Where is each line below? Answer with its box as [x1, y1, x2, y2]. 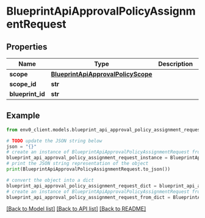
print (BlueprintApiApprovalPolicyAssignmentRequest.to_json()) [6, 166, 171, 172]
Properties [6, 42, 48, 52]
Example [6, 111, 40, 121]
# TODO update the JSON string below [6, 137, 103, 144]
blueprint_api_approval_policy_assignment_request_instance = [6, 154, 168, 161]
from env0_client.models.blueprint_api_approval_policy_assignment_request [6, 126, 203, 133]
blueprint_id [9, 90, 46, 98]
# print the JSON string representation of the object [6, 161, 149, 167]
